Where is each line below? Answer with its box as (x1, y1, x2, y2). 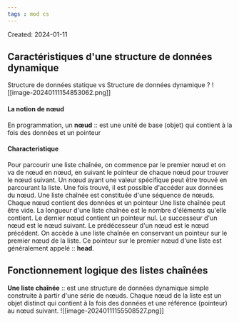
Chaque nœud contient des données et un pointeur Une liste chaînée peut (7, 198, 226, 207)
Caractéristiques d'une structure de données (7, 51, 213, 63)
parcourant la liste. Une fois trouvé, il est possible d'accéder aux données (7, 183, 224, 191)
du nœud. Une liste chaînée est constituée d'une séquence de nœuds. (7, 191, 215, 199)
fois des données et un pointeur (7, 128, 101, 136)
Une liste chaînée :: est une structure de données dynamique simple (7, 283, 209, 292)
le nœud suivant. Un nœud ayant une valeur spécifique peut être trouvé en (7, 176, 228, 184)
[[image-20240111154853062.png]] (7, 89, 111, 97)
